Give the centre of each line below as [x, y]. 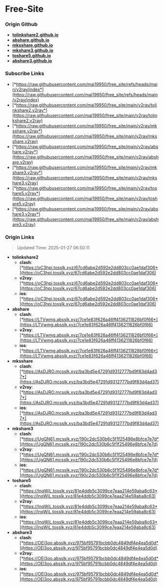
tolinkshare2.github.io [35, 35]
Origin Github [21, 24]
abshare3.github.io [32, 61]
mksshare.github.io [32, 45]
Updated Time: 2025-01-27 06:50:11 [53, 248]
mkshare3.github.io [33, 50]
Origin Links [20, 237]
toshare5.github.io [31, 56]
